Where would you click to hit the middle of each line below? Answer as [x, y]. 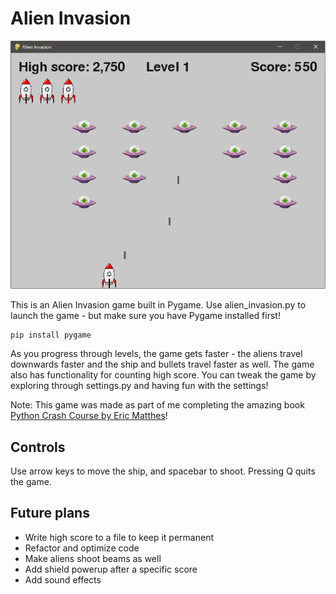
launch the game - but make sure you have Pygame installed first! [145, 316]
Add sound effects [63, 579]
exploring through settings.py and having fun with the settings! [139, 386]
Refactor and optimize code [82, 548]
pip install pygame [51, 335]
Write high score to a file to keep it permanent [119, 537]
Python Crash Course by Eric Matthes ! [89, 416]
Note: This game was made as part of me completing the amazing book [157, 405]
